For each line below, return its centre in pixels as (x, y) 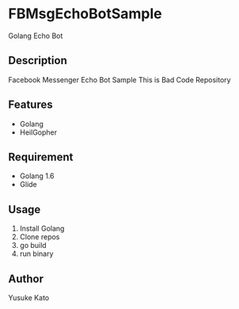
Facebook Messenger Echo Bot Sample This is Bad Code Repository (119, 79)
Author (26, 278)
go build (33, 246)
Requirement (41, 156)
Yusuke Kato (29, 298)
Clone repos (40, 237)
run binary (36, 254)
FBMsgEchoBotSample (85, 14)
